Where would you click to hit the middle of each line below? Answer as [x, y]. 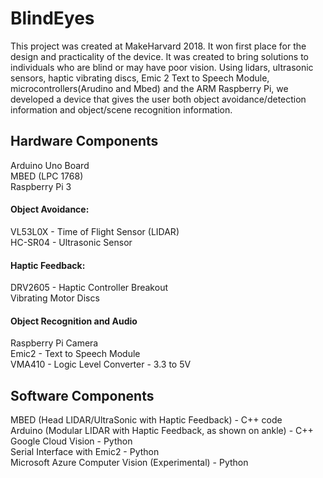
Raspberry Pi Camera [54, 343]
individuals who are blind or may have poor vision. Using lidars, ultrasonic [162, 67]
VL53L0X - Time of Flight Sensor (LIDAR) [95, 231]
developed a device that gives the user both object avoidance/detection [158, 99]
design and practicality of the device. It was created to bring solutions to [160, 56]
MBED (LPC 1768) [47, 176]
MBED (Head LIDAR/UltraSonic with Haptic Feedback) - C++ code [146, 420]
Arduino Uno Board [50, 165]
